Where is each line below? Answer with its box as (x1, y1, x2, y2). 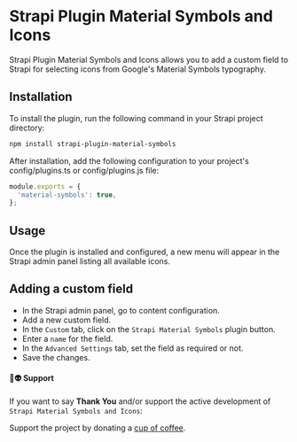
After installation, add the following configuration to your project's (9, 155, 250, 166)
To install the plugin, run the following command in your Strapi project (9, 112, 263, 123)
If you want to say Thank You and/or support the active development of (9, 396, 271, 407)
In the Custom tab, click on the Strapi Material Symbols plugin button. (21, 323, 277, 334)
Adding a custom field (9, 282, 134, 297)
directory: (9, 122, 45, 133)
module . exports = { (9, 182, 82, 191)
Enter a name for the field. (21, 333, 113, 344)
